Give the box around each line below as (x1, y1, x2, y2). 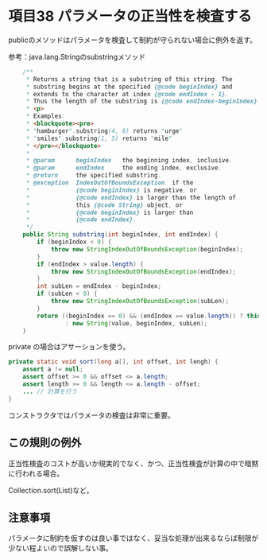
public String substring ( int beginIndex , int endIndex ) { (22, 231, 219, 239)
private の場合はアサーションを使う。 (8, 342, 130, 352)
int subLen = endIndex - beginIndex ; (37, 282, 161, 290)
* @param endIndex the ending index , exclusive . (25, 164, 222, 172)
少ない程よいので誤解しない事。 (8, 543, 113, 553)
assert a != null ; (22, 365, 83, 374)
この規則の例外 (8, 436, 82, 449)
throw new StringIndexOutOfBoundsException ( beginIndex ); (50, 245, 244, 253)
